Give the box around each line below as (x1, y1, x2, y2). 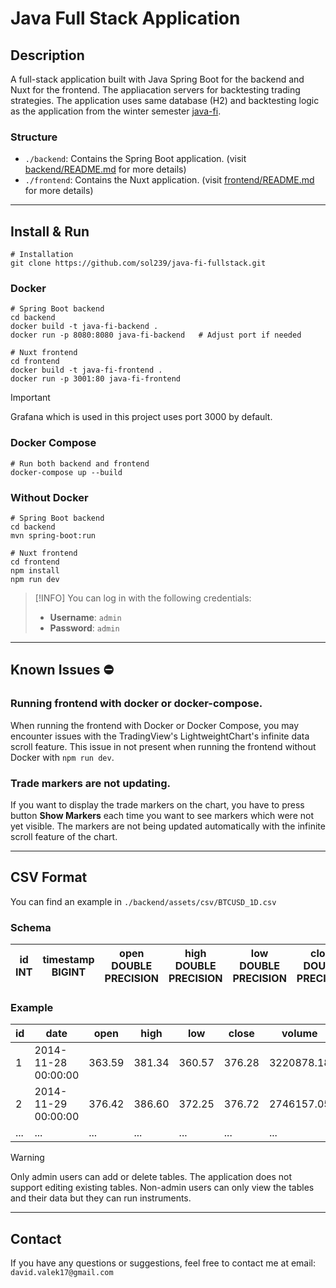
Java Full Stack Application (10, 7, 241, 30)
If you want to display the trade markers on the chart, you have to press (10, 798, 305, 811)
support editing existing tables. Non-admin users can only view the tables (10, 1182, 315, 1194)
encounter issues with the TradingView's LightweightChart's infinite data (10, 730, 310, 742)
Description (10, 47, 85, 64)
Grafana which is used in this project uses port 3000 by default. (10, 411, 273, 423)
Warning (10, 1152, 45, 1164)
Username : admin (49, 612, 122, 623)
